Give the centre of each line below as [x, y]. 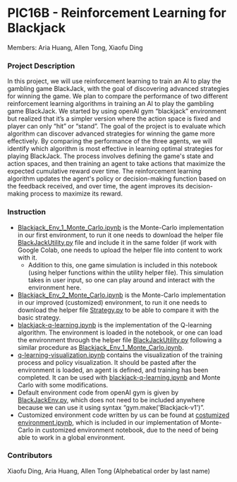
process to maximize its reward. [77, 194]
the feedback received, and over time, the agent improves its [96, 186]
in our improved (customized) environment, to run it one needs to [112, 302]
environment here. [55, 287]
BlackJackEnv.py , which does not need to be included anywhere [111, 399]
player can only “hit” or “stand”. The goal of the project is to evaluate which [117, 126]
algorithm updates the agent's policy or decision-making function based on [117, 179]
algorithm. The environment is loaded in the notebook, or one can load [120, 332]
